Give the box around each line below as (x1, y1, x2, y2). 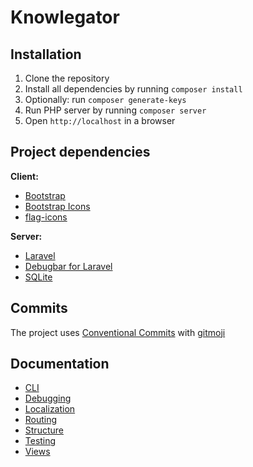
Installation (10, 46, 82, 63)
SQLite (24, 271, 53, 283)
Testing (24, 435, 57, 447)
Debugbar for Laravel (24, 260, 113, 272)
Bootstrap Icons (24, 200, 91, 212)
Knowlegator (10, 6, 120, 29)
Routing (24, 414, 58, 426)
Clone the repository (24, 72, 110, 84)
